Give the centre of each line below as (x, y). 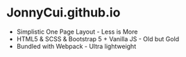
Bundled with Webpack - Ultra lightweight (76, 46)
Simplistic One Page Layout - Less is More (77, 32)
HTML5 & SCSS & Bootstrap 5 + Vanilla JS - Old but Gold (98, 38)
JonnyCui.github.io (64, 13)
